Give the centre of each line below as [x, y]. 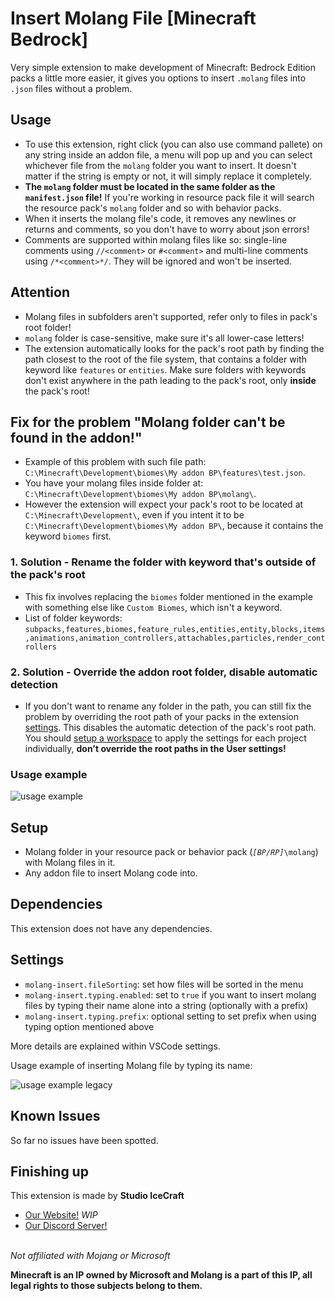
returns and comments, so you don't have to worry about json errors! [167, 229]
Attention [40, 292]
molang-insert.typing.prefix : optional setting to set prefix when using [170, 1016]
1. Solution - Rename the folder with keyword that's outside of [163, 562]
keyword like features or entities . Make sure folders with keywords [165, 369]
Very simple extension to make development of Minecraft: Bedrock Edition [163, 67]
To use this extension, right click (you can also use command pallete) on [173, 144]
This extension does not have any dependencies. [111, 928]
